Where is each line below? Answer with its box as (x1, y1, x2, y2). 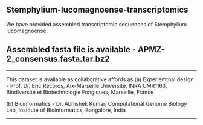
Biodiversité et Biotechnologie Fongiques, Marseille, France (6, 88, 154, 96)
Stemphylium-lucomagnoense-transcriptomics (6, 5, 188, 15)
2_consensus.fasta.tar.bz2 (6, 54, 110, 64)
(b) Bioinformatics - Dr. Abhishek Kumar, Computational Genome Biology (6, 100, 187, 107)
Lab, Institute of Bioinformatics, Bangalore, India (6, 106, 126, 114)
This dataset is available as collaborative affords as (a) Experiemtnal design (6, 75, 195, 83)
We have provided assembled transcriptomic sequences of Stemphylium (6, 20, 187, 28)
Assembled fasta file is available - (6, 44, 137, 55)
